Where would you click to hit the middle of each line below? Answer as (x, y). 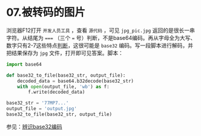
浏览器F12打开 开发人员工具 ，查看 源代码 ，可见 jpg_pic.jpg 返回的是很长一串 (100, 30)
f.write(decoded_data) (57, 92)
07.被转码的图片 (46, 12)
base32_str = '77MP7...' (38, 103)
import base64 (24, 64)
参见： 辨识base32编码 (34, 126)
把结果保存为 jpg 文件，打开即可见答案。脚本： (65, 53)
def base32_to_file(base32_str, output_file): (66, 75)
